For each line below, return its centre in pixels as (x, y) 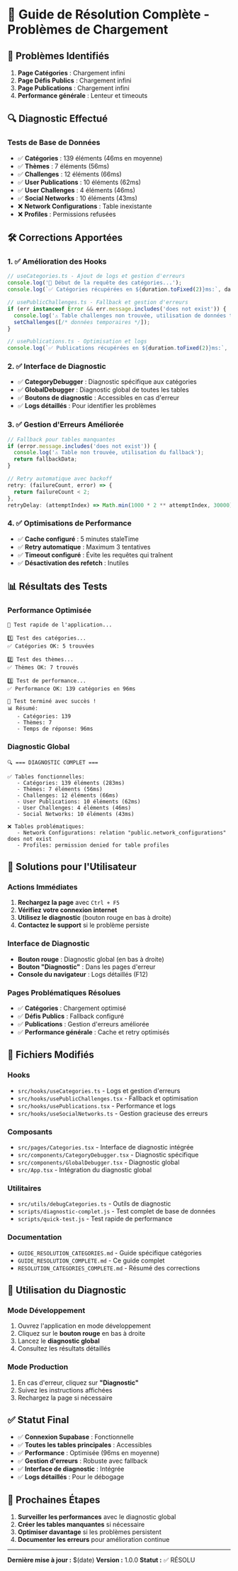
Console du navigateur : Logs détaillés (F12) (83, 974)
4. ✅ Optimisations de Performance (70, 523)
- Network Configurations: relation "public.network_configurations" (121, 832)
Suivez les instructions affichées (65, 1390)
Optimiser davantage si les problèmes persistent (89, 1532)
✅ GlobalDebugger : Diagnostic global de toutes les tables (103, 390)
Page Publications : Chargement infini (73, 88)
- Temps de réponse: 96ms (55, 729)
